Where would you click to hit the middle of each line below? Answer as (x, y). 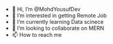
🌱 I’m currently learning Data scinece (58, 22)
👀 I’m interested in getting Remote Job (59, 15)
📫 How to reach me (37, 35)
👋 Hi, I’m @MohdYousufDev (46, 9)
